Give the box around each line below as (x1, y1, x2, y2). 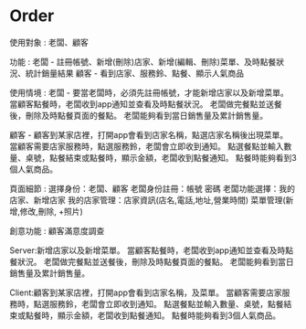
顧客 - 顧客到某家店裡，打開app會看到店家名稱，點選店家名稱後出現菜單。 (9, 129, 289, 140)
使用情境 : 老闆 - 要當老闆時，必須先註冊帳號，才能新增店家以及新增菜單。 (9, 87, 290, 98)
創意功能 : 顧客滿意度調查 (9, 225, 105, 236)
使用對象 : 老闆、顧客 (9, 37, 89, 48)
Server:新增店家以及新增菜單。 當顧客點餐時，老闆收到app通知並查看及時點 (9, 244, 294, 256)
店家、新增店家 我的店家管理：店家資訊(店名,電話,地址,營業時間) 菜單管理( (9, 194, 286, 206)
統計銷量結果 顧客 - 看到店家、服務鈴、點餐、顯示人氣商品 (25, 68, 245, 79)
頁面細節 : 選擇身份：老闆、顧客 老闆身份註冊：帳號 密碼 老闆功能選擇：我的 (9, 183, 295, 194)
